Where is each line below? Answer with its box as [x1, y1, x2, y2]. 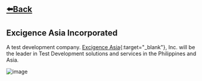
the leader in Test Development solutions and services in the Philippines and [6, 50, 197, 58]
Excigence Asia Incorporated [6, 28, 118, 38]
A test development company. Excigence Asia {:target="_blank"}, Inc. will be [6, 44, 195, 51]
